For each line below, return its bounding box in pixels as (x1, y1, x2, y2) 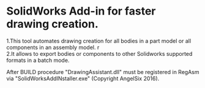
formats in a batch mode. (6, 56, 70, 64)
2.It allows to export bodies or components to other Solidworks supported (6, 50, 193, 57)
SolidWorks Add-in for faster (6, 4, 156, 18)
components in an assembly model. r (6, 44, 100, 51)
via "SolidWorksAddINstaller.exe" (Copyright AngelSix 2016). (6, 75, 160, 82)
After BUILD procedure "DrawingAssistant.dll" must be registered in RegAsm (6, 68, 199, 75)
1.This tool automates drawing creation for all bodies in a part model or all (6, 37, 192, 44)
